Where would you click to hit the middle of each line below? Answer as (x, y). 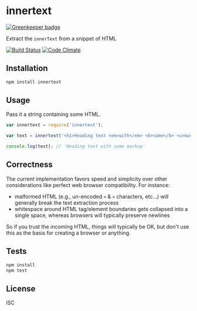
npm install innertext (34, 82)
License (21, 288)
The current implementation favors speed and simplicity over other (87, 179)
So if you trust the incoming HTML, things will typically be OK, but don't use (98, 226)
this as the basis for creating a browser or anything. (68, 233)
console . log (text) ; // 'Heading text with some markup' (76, 146)
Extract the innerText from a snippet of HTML (61, 38)
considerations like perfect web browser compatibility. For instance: (88, 185)
